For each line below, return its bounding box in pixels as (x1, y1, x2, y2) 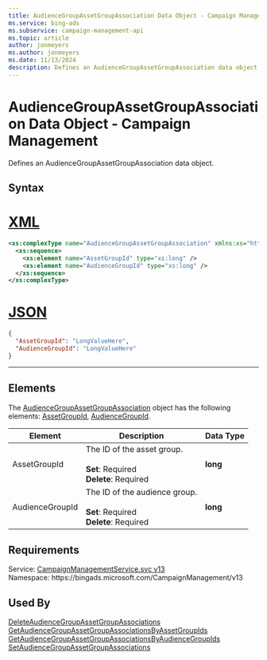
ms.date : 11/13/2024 (8, 57, 77, 65)
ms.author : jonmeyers (8, 49, 80, 57)
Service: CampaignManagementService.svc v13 (8, 564, 165, 574)
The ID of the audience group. (86, 486, 198, 497)
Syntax (8, 181, 44, 195)
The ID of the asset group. (86, 443, 184, 454)
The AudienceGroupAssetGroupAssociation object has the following (8, 403, 231, 412)
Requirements (8, 543, 79, 556)
